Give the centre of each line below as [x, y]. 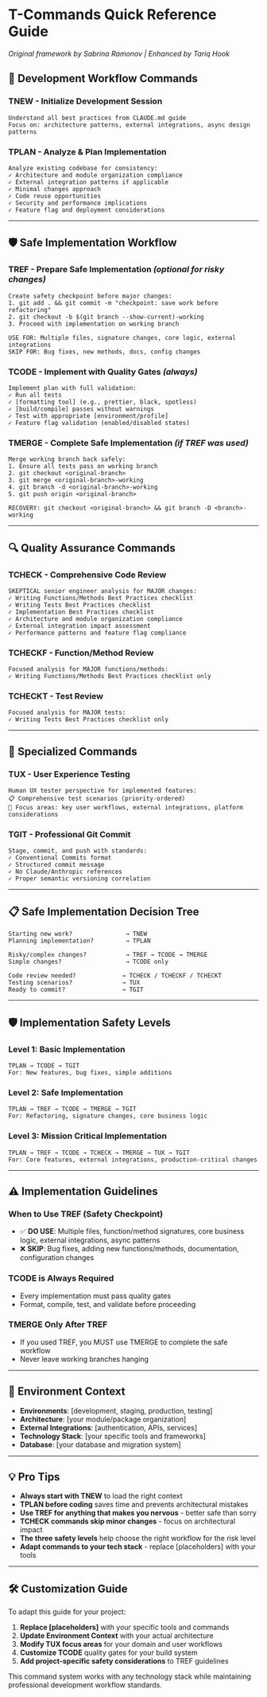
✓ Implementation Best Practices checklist [81, 612]
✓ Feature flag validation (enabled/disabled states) [99, 423]
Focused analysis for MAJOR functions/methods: [89, 669]
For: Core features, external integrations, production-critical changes [133, 1160]
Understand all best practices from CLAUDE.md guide [97, 118]
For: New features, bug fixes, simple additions [90, 1072]
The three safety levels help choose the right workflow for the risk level [137, 1539]
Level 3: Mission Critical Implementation [88, 1136]
